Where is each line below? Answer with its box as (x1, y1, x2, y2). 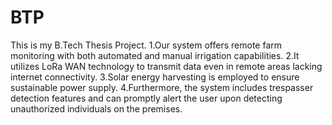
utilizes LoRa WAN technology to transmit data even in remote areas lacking (10, 60, 323, 72)
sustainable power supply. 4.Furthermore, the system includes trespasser (10, 81, 314, 93)
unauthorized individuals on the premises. (10, 102, 183, 115)
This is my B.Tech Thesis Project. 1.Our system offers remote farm (10, 39, 283, 51)
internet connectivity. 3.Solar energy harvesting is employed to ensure (10, 71, 300, 83)
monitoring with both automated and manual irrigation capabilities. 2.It (10, 49, 300, 61)
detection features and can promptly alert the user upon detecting (10, 92, 283, 104)
